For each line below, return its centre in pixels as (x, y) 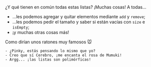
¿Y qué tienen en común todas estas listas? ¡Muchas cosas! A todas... (76, 7)
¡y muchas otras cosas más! (41, 32)
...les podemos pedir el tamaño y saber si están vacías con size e (78, 22)
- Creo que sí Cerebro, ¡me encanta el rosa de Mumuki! (63, 55)
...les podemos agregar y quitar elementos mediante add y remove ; (79, 17)
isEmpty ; (21, 27)
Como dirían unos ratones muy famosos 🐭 (48, 42)
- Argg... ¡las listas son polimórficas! (48, 60)
